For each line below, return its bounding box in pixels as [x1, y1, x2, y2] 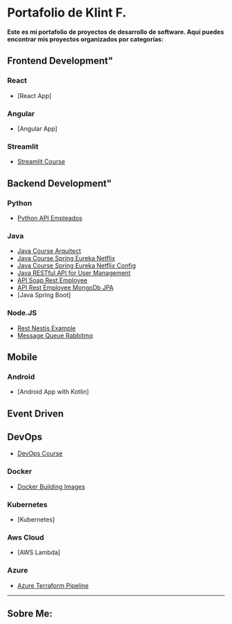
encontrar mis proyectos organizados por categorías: [7, 35, 164, 43]
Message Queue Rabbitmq [17, 331, 93, 339]
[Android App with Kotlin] [17, 388, 90, 396]
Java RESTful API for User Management [17, 269, 131, 277]
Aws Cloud [7, 532, 45, 542]
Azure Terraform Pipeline [17, 581, 89, 589]
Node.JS [7, 308, 37, 318]
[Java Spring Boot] [17, 291, 71, 299]
